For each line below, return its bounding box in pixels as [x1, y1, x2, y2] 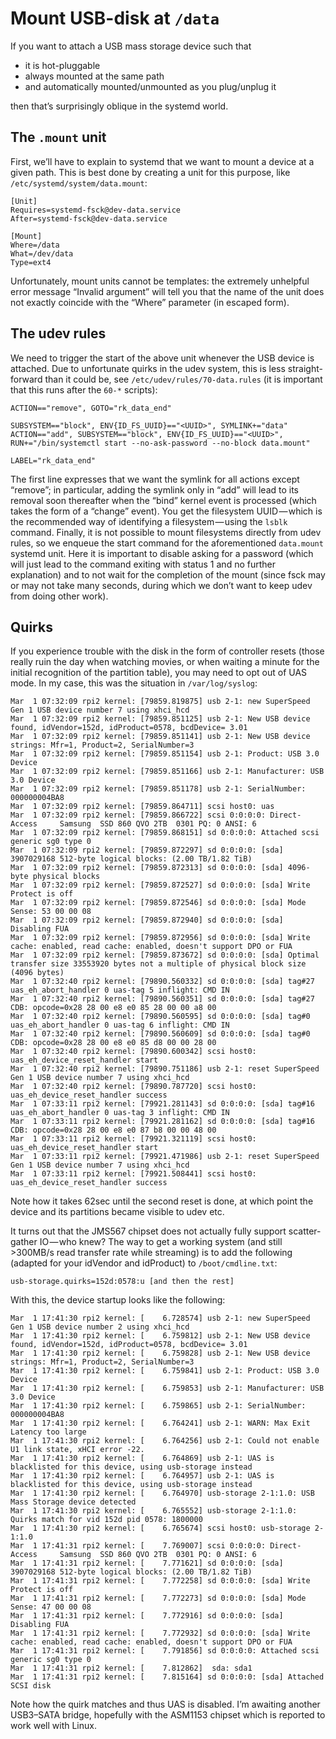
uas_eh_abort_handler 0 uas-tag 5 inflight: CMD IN [10, 985, 230, 996]
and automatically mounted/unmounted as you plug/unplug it [24, 80, 277, 92]
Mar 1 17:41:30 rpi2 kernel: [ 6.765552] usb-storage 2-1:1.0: [10, 1506, 298, 1516]
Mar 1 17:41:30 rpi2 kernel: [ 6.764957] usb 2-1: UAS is [10, 1471, 275, 1481]
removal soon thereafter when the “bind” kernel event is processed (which [10, 494, 317, 506]
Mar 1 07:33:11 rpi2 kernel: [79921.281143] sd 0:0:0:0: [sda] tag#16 [10, 1099, 315, 1109]
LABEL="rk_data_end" [10, 455, 97, 466]
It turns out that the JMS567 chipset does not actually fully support [10, 1225, 287, 1237]
